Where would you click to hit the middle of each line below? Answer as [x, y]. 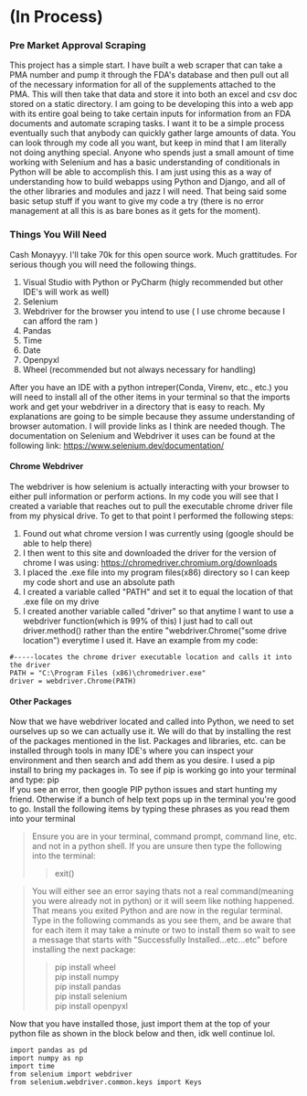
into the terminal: [64, 856]
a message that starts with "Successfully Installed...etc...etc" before [159, 940]
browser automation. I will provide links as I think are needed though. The [148, 426]
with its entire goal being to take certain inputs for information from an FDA [150, 114]
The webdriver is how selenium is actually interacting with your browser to [149, 486]
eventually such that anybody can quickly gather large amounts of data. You [153, 133]
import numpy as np [47, 1059]
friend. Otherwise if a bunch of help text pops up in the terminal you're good [153, 799]
